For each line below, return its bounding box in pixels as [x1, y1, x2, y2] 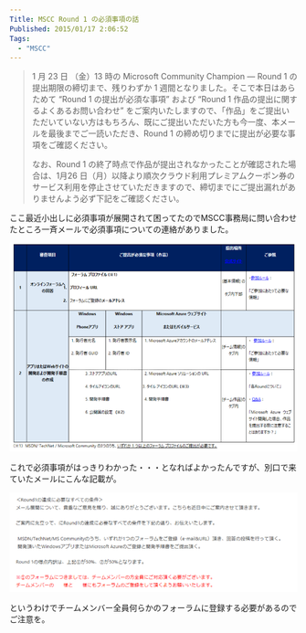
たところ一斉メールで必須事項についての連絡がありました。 [9, 224, 234, 235]
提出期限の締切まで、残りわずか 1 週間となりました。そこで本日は [31, 82, 280, 93]
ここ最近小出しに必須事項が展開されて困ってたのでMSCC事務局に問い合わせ [9, 213, 297, 224]
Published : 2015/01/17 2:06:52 [9, 24, 129, 34]
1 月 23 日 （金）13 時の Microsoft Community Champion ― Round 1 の [31, 71, 298, 82]
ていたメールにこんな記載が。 [9, 473, 121, 484]
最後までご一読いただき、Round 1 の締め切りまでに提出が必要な [47, 128, 288, 139]
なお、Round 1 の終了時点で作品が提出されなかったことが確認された [31, 159, 289, 170]
